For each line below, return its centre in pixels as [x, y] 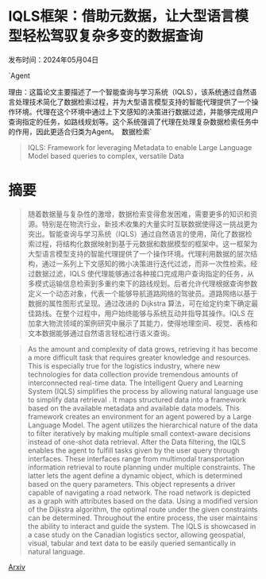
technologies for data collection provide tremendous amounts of [133, 374]
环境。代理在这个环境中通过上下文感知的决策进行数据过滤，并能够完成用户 [137, 111]
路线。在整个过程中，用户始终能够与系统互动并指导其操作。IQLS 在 [145, 313]
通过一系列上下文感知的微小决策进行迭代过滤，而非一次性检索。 [146, 264]
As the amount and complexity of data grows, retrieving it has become [143, 349]
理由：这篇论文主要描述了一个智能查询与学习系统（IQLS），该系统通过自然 [129, 91]
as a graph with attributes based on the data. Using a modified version [143, 500]
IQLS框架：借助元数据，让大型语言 [121, 16]
